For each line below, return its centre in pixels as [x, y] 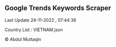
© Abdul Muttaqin [23, 39]
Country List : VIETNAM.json [34, 30]
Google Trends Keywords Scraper [58, 8]
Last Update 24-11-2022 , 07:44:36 [40, 20]
